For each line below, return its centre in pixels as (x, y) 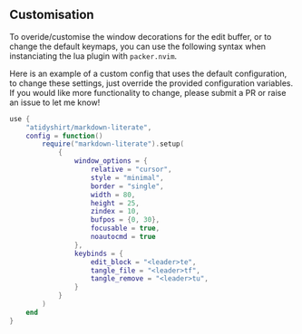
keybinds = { (99, 253)
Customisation (52, 15)
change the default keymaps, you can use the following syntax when (137, 46)
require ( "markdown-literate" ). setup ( (113, 144)
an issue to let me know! (55, 102)
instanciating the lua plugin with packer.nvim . (93, 56)
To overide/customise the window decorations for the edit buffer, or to (141, 36)
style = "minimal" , (127, 177)
